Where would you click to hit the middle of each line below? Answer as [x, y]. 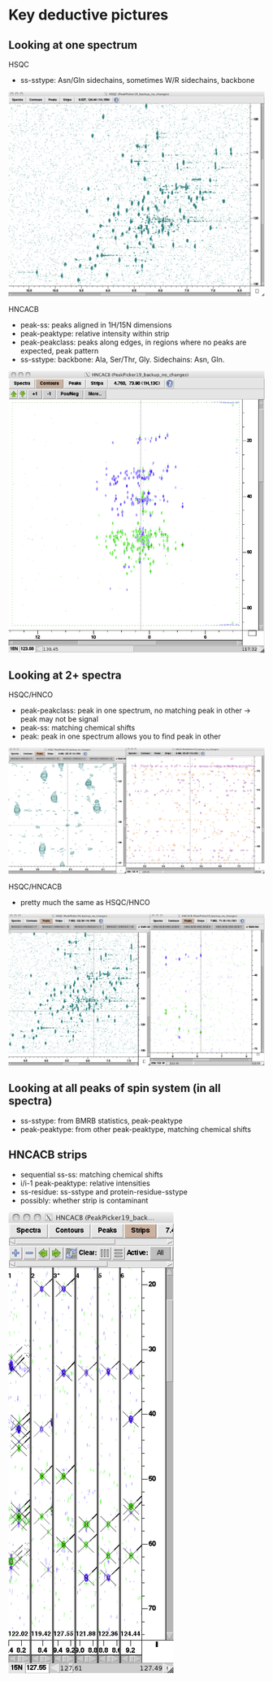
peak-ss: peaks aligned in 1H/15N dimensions [96, 325]
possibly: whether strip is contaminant [84, 1200]
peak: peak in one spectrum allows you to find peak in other [120, 736]
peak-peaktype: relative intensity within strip [95, 333]
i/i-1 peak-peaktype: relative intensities [85, 1183]
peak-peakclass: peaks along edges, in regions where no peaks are [133, 342]
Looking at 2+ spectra [65, 675]
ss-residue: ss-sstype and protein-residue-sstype [104, 1191]
